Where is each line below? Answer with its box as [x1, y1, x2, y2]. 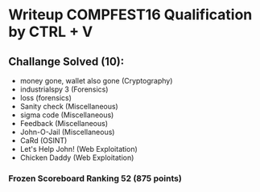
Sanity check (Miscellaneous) [19, 102, 118, 111]
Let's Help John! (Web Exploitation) [19, 145, 138, 153]
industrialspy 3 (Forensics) [19, 84, 109, 94]
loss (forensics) [19, 93, 72, 102]
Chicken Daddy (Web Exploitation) [19, 153, 134, 162]
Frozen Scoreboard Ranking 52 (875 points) [8, 173, 183, 184]
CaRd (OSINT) [19, 136, 68, 145]
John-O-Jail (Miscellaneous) [19, 127, 115, 137]
